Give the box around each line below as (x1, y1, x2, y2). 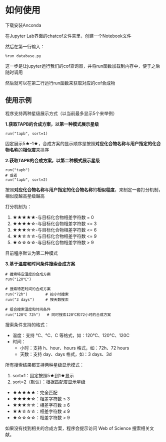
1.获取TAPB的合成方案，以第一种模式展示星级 (5, 121, 99, 127)
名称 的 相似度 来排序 (9, 147, 49, 153)
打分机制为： (5, 203, 31, 209)
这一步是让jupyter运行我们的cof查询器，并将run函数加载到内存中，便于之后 (5, 63, 160, 69)
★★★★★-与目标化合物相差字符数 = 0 (12, 214, 94, 220)
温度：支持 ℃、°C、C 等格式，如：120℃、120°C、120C (12, 332, 130, 338)
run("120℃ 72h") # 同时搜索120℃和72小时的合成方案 (5, 312, 111, 317)
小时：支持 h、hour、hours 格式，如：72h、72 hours (19, 345, 129, 351)
